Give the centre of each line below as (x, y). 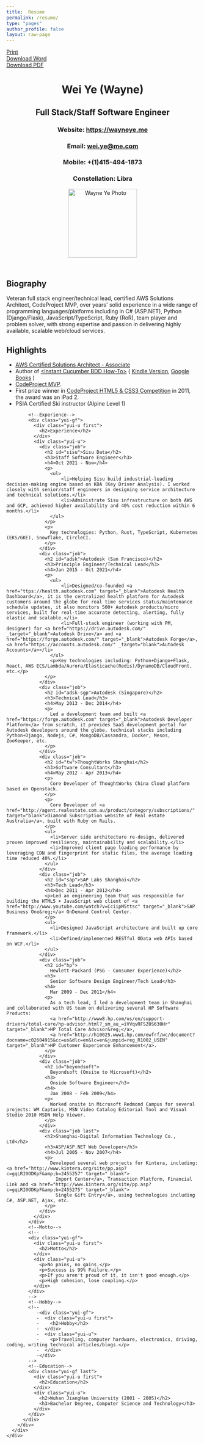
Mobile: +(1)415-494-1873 (103, 162)
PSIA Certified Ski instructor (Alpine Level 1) (70, 403)
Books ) (25, 377)
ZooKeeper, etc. (27, 741)
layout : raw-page (28, 35)
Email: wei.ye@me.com (103, 146)
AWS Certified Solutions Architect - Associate (73, 365)
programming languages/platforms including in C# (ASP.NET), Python (94, 312)
